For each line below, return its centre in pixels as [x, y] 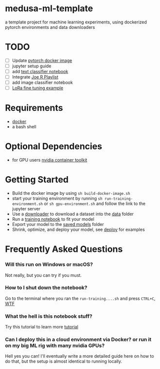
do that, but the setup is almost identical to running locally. [64, 361]
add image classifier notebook [42, 82]
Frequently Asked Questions [64, 249]
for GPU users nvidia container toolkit [50, 160]
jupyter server [26, 209]
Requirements [34, 108]
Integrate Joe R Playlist [35, 77]
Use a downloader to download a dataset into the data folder [73, 214]
